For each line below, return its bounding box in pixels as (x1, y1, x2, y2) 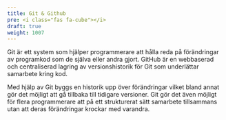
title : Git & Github (7, 10, 67, 17)
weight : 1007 (7, 29, 45, 36)
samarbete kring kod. (7, 70, 68, 78)
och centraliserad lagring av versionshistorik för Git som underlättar (7, 62, 199, 71)
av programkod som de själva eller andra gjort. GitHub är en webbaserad (7, 56, 214, 64)
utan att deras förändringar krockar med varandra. (7, 105, 150, 113)
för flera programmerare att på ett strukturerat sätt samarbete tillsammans (7, 97, 218, 106)
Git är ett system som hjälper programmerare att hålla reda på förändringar (7, 48, 219, 56)
